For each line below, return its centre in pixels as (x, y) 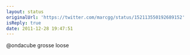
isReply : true (24, 23)
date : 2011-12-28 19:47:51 (40, 28)
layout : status (25, 12)
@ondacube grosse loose (38, 45)
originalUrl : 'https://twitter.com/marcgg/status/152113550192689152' (96, 17)
